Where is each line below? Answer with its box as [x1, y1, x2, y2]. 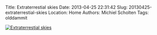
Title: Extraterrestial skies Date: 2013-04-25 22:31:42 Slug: [5, 4, 128, 10]
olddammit [5, 15, 28, 20]
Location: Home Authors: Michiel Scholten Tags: [48, 9, 149, 15]
